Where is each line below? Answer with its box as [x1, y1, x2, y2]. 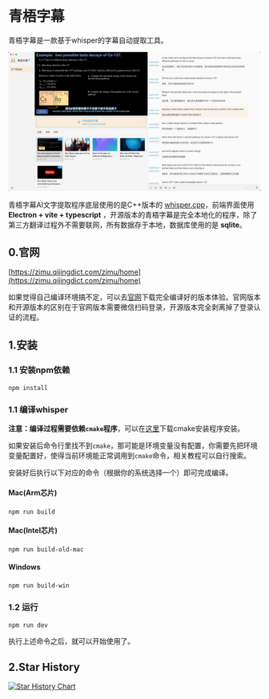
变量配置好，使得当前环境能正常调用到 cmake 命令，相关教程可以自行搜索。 [8, 451, 251, 461]
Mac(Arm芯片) [8, 487, 58, 498]
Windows [8, 563, 41, 572]
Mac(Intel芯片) [8, 526, 58, 535]
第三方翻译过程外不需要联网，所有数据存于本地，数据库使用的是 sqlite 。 [8, 220, 247, 230]
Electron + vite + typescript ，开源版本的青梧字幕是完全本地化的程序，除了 [8, 209, 258, 219]
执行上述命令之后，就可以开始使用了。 [8, 636, 134, 646]
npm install [8, 384, 48, 392]
